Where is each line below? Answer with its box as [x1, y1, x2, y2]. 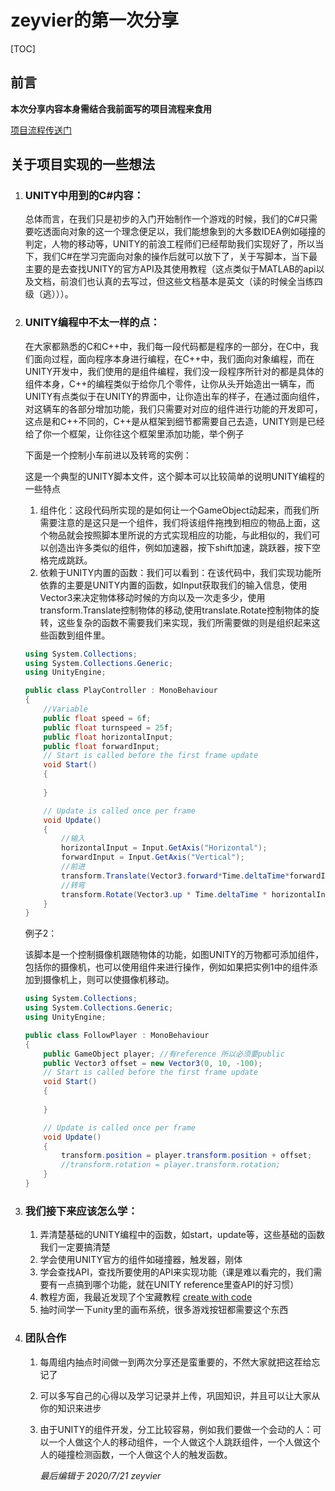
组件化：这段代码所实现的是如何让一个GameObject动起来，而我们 [39, 504, 311, 516]
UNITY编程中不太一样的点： [24, 316, 161, 330]
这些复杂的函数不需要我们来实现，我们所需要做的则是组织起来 [57, 616, 312, 628]
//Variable [43, 704, 89, 715]
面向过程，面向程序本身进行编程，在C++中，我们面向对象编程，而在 [33, 352, 315, 365]
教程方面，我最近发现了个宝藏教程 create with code [39, 1291, 253, 1303]
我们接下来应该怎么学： [24, 1204, 138, 1218]
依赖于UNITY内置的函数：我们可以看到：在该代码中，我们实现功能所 [39, 566, 322, 578]
